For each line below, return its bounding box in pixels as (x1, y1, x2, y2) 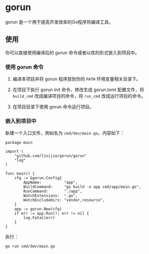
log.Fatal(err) (23, 216, 56, 221)
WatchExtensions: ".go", (23, 193, 78, 198)
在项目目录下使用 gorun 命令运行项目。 (12, 104, 94, 110)
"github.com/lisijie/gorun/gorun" (14, 153, 87, 158)
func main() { (5, 171, 35, 176)
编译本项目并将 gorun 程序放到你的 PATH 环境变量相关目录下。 (12, 76, 141, 82)
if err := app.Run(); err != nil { (14, 211, 89, 216)
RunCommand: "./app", (23, 189, 82, 194)
